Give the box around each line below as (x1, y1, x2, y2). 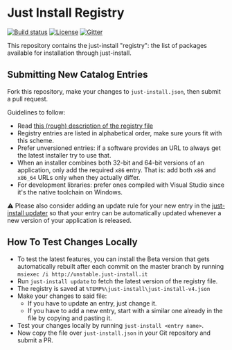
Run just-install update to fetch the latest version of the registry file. (17, 276, 218, 285)
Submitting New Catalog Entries (7, 69, 148, 81)
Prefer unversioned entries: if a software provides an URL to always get (17, 144, 222, 152)
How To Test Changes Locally (7, 236, 138, 248)
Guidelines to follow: (7, 108, 66, 116)
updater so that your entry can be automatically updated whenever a (25, 208, 222, 217)
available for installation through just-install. (7, 49, 132, 57)
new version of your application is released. (7, 216, 132, 224)
